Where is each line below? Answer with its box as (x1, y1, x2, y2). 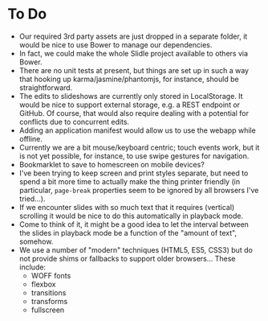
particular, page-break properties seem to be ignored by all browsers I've (18, 185, 259, 195)
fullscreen (30, 305, 65, 315)
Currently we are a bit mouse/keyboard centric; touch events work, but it (18, 142, 260, 152)
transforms (30, 296, 68, 306)
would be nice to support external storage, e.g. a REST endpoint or (18, 100, 241, 109)
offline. (18, 134, 43, 143)
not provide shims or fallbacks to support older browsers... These (18, 253, 236, 263)
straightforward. (18, 82, 73, 93)
